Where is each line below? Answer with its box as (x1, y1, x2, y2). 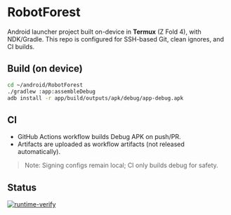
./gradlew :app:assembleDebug (7, 88, 96, 95)
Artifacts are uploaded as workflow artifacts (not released (17, 140, 185, 148)
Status (7, 181, 37, 193)
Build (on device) (7, 63, 83, 74)
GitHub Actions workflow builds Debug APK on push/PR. (17, 133, 181, 141)
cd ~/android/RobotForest (7, 82, 83, 89)
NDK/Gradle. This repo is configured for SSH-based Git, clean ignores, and (7, 34, 225, 43)
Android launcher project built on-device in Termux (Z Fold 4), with (7, 27, 202, 36)
